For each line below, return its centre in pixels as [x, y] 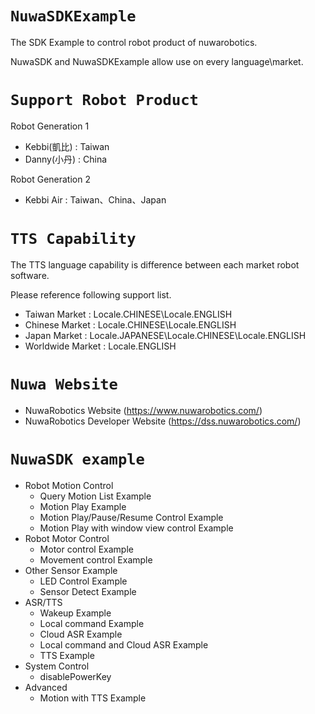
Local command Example [92, 623]
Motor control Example [86, 549]
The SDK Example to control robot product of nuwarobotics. [134, 42]
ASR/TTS [43, 602]
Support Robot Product [104, 100]
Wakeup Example [75, 613]
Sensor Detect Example [88, 591]
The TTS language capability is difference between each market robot [155, 264]
